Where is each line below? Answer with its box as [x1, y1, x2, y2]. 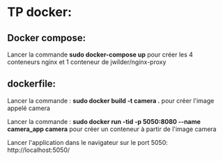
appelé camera [7, 104, 51, 112]
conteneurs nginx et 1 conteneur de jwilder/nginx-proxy [7, 58, 167, 66]
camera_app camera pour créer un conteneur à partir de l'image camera [7, 125, 217, 133]
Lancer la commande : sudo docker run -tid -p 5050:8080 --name [7, 117, 201, 125]
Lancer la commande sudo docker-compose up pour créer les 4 [7, 50, 194, 59]
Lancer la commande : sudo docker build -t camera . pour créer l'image [7, 96, 215, 105]
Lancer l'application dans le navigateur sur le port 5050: [7, 138, 169, 146]
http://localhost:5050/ [7, 146, 70, 154]
